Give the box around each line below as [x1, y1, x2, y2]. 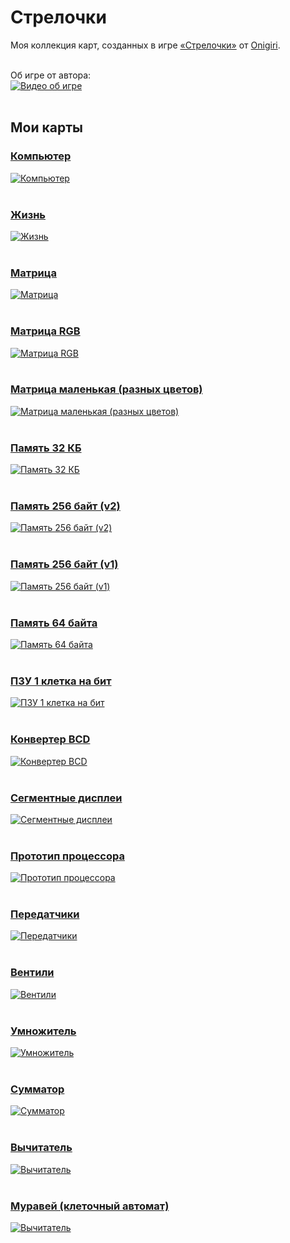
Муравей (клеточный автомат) [10, 1199, 170, 1213]
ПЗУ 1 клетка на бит [10, 674, 112, 688]
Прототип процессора [10, 849, 125, 863]
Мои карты [10, 119, 83, 136]
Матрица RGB [10, 324, 81, 338]
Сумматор [10, 1082, 65, 1096]
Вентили [10, 966, 55, 980]
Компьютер [10, 149, 72, 163]
